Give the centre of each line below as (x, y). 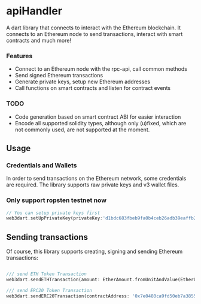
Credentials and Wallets (42, 165)
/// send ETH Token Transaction (46, 274)
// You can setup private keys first (53, 213)
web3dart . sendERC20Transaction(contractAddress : (68, 296)
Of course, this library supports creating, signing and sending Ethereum (95, 252)
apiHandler (34, 11)
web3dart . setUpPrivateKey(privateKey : (54, 218)
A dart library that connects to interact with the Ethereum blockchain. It (94, 28)
